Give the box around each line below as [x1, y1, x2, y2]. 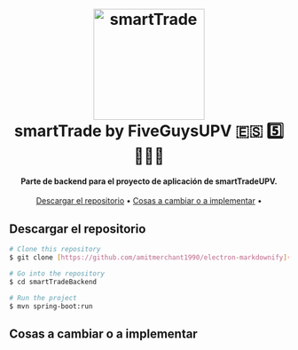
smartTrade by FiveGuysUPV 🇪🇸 [14, 121, 263, 141]
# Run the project [9, 293, 77, 302]
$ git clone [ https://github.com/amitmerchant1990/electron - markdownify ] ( [9, 253, 292, 262]
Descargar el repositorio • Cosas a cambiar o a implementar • [35, 195, 263, 206]
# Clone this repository [9, 245, 101, 254]
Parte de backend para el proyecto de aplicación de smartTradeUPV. [20, 176, 278, 187]
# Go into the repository [9, 269, 105, 278]
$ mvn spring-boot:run [9, 301, 93, 311]
